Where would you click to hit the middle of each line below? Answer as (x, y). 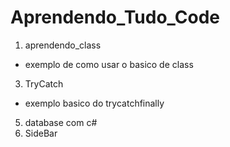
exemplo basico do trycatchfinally (94, 103)
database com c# (61, 122)
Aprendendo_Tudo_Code (115, 17)
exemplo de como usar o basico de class (109, 64)
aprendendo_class (63, 45)
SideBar (41, 133)
